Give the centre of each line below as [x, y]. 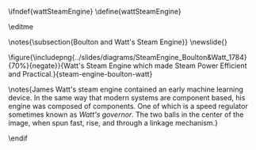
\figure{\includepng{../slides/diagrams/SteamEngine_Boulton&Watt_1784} [128, 57]
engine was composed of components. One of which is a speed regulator [128, 106]
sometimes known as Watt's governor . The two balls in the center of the [126, 114]
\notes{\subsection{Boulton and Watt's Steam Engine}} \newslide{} [118, 42]
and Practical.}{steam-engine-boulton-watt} [80, 74]
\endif [18, 138]
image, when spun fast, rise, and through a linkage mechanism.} [113, 123]
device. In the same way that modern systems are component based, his [127, 97]
